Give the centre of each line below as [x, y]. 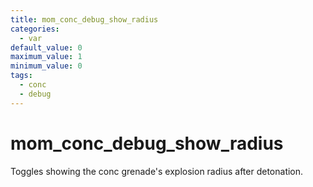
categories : [35, 29]
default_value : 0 [46, 47]
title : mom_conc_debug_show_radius [84, 19]
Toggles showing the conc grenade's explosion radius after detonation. [157, 171]
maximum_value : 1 [46, 57]
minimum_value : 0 [46, 66]
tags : [21, 76]
